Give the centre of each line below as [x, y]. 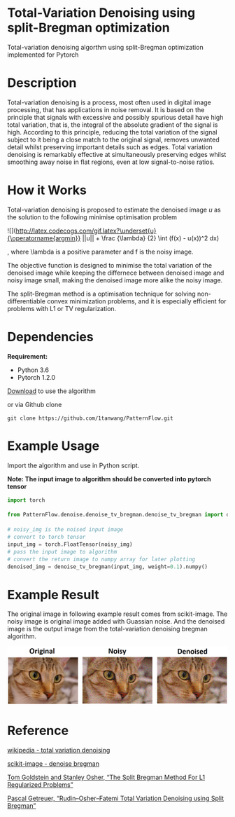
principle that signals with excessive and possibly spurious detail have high [115, 117]
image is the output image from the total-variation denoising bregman [107, 629]
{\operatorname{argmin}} [44, 238]
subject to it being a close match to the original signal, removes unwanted [113, 139]
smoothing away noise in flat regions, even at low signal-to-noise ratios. [111, 162]
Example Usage [54, 446]
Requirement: [28, 356]
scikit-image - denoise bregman [54, 764]
